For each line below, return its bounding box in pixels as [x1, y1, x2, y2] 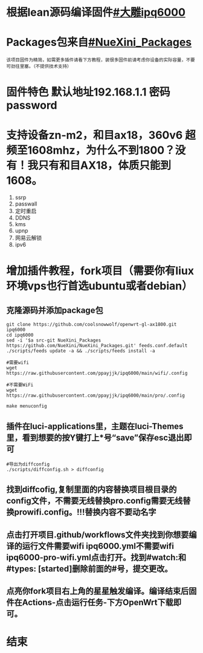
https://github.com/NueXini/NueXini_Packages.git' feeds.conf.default [6, 343, 188, 349]
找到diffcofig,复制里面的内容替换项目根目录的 [6, 484, 177, 495]
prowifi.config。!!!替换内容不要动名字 [14, 507, 156, 518]
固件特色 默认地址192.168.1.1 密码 [6, 85, 170, 99]
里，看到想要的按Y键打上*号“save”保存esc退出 [6, 432, 184, 443]
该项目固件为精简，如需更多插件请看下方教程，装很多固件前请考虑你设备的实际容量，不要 [6, 57, 195, 63]
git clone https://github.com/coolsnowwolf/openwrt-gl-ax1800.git [6, 322, 177, 328]
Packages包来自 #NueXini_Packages [6, 36, 192, 49]
